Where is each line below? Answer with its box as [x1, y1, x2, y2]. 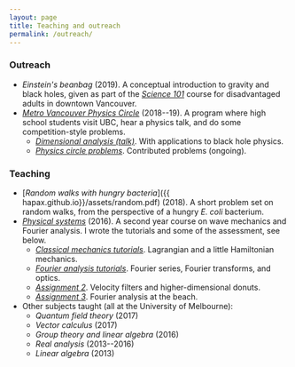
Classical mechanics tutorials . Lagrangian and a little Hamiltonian [35, 243, 275, 254]
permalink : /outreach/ [9, 29, 93, 38]
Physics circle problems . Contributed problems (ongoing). [35, 145, 247, 156]
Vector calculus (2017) [35, 319, 118, 330]
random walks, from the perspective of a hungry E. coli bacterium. [21, 206, 264, 217]
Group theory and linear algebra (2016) [35, 329, 179, 339]
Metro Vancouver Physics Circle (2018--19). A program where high [21, 108, 267, 118]
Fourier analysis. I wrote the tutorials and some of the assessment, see [21, 225, 281, 235]
